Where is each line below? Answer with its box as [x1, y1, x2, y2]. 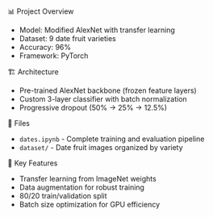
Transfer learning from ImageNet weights [19, 174, 157, 183]
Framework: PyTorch [19, 51, 89, 61]
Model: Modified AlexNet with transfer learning [19, 25, 175, 35]
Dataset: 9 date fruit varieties [19, 34, 116, 43]
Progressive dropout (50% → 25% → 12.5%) [19, 103, 167, 112]
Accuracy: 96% [19, 43, 72, 52]
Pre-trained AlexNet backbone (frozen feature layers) [19, 86, 197, 95]
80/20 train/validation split [19, 191, 107, 200]
